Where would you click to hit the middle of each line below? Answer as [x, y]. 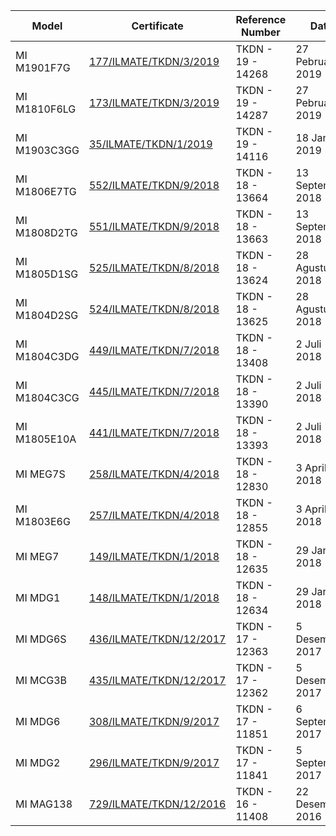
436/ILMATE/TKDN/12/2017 [157, 639]
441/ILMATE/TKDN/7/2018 [154, 432]
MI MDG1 [38, 597]
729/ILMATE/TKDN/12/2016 [157, 804]
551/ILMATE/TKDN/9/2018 [154, 226]
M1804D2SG [47, 315]
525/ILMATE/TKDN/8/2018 [154, 267]
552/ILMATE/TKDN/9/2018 [154, 185]
